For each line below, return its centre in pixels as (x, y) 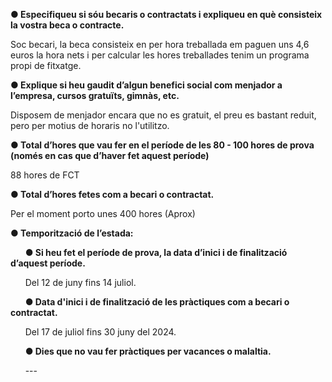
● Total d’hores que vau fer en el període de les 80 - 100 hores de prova (162, 145)
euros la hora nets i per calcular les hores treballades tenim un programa (160, 55)
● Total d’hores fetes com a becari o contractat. (112, 194)
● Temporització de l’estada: (72, 233)
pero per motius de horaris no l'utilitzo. (90, 125)
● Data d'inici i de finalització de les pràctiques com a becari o (157, 302)
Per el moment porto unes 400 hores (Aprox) (103, 213)
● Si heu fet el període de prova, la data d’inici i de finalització (156, 252)
